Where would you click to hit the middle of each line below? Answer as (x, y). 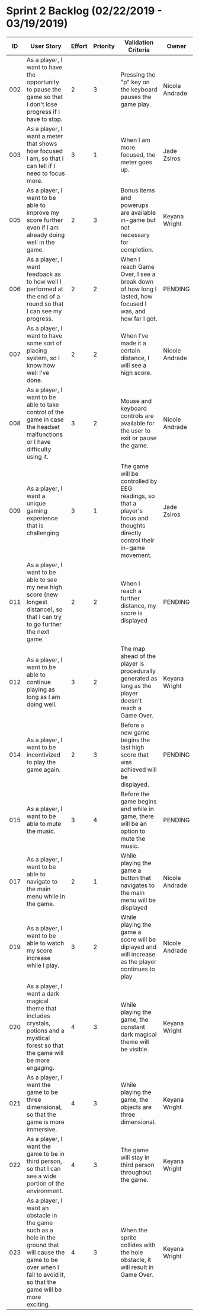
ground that (43, 1245)
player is (132, 663)
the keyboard (139, 89)
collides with (138, 1245)
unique (36, 503)
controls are (137, 415)
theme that (41, 1008)
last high (132, 747)
